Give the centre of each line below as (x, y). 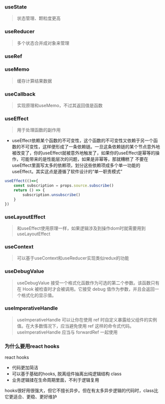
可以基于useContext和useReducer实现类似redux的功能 (73, 258)
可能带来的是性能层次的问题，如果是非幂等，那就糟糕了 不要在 (84, 159)
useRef (13, 56)
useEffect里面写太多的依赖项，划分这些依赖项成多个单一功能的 (76, 165)
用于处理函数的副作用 (39, 130)
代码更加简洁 (25, 368)
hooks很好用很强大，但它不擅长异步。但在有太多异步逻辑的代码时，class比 (82, 391)
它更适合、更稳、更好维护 (31, 397)
